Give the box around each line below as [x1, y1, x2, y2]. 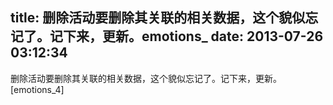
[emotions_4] [10, 83, 65, 95]
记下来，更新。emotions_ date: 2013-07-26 [49, 28, 324, 45]
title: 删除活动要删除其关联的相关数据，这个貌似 [10, 9, 306, 27]
